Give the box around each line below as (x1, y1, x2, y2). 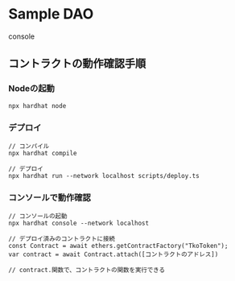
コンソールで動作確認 (8, 192, 91, 203)
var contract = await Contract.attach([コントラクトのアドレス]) (8, 250, 219, 258)
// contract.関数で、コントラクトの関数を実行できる (8, 267, 166, 275)
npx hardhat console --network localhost (8, 219, 150, 228)
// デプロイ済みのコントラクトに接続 (8, 235, 115, 243)
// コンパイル (8, 142, 50, 150)
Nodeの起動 (8, 83, 55, 94)
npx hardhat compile (8, 149, 78, 157)
